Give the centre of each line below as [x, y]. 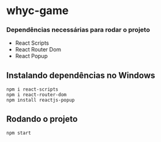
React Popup [31, 56]
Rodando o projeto [42, 119]
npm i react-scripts [33, 89]
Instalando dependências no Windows [81, 75]
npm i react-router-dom [37, 95]
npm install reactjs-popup [41, 100]
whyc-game [38, 11]
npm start [19, 133]
